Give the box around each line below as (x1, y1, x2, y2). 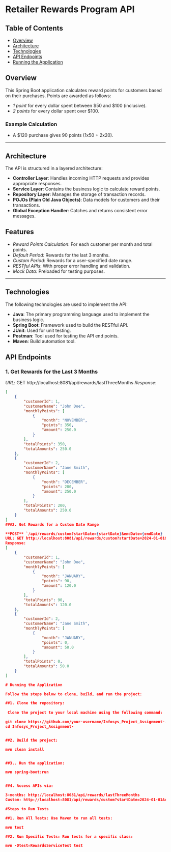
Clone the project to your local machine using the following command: (7, 710, 163, 716)
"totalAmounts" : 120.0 (23, 602, 72, 607)
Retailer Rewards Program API (5, 4, 135, 15)
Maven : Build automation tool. (12, 338, 76, 344)
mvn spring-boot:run (5, 770, 49, 775)
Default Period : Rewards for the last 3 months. (12, 252, 110, 258)
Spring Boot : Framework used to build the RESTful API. (12, 322, 129, 328)
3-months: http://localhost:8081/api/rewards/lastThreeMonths (5, 792, 140, 798)
